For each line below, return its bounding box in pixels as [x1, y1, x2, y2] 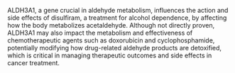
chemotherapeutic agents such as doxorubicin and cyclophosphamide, [7, 36, 215, 45]
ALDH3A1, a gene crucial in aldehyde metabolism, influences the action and [7, 6, 229, 14]
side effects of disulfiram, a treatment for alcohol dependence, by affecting [7, 13, 227, 22]
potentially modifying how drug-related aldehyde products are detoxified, [7, 44, 222, 52]
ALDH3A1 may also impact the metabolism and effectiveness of [7, 28, 193, 37]
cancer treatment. [7, 59, 60, 67]
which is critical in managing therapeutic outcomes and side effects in [7, 51, 212, 60]
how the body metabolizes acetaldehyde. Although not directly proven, [7, 21, 215, 29]
